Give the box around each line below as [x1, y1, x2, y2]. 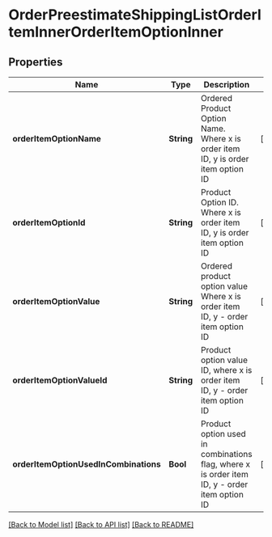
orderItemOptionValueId [12, 374, 108, 386]
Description [203, 79, 250, 90]
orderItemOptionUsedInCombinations [12, 459, 161, 470]
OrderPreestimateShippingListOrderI [8, 6, 261, 24]
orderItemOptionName [12, 133, 101, 144]
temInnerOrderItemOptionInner [8, 23, 224, 41]
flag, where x [201, 459, 251, 470]
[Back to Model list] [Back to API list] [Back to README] [8, 520, 194, 529]
